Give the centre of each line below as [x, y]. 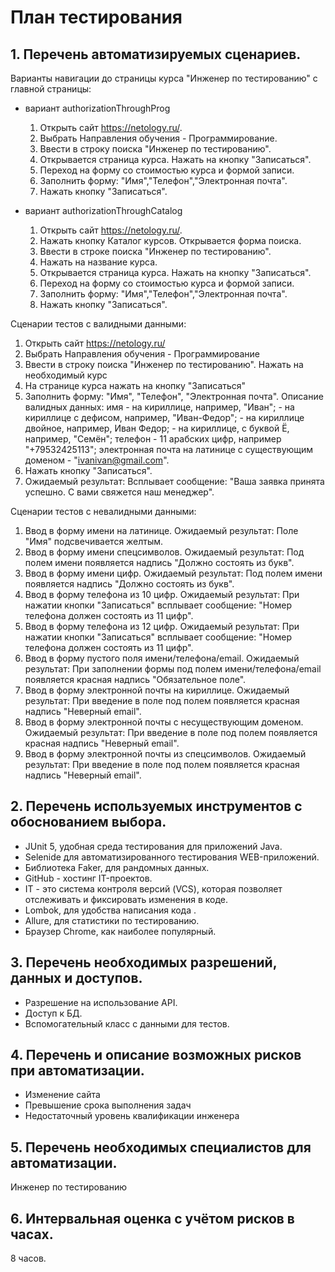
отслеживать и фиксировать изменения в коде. [126, 899]
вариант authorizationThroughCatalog [103, 210]
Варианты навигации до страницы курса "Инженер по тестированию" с [164, 78]
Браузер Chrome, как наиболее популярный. [120, 931]
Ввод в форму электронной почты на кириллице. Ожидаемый [157, 690]
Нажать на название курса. [98, 262]
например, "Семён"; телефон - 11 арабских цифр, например [153, 439]
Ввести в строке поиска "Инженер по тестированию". [155, 251]
